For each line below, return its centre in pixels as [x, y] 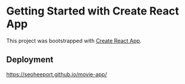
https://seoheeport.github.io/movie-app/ [57, 74]
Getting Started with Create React [93, 11]
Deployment [30, 60]
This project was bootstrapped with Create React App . [74, 40]
